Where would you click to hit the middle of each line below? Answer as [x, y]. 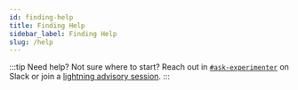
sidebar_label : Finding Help [63, 34]
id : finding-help [41, 17]
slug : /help [31, 42]
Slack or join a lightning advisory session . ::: [90, 77]
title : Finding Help [48, 26]
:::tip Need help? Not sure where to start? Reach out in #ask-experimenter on [149, 67]
